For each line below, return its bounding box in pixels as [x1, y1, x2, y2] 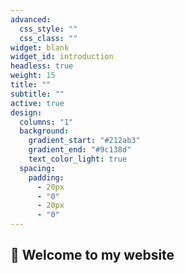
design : [10, 107, 43, 118]
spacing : [19, 163, 56, 173]
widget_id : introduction [10, 52, 114, 62]
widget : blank [10, 42, 70, 53]
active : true [10, 98, 65, 108]
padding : [28, 172, 65, 183]
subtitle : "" [10, 89, 65, 99]
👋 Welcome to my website [10, 247, 175, 264]
